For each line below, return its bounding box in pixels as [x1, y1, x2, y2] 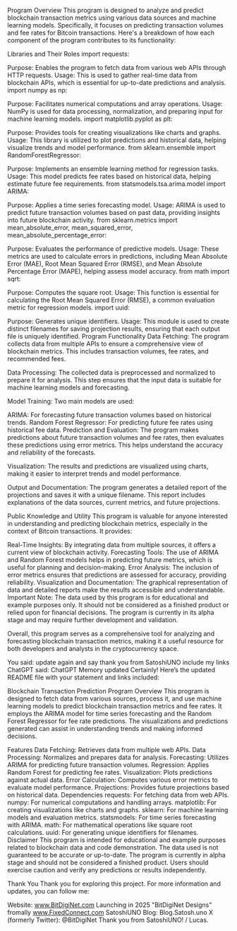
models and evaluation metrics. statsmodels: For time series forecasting [7, 813, 217, 821]
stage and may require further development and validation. [7, 616, 178, 624]
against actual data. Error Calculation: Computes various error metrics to [7, 775, 219, 784]
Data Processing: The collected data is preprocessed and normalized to [7, 368, 216, 377]
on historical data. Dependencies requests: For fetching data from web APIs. [7, 791, 229, 799]
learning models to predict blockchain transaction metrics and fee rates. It [7, 702, 222, 710]
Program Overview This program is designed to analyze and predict [7, 6, 205, 14]
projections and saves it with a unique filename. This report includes [7, 491, 206, 499]
